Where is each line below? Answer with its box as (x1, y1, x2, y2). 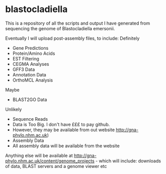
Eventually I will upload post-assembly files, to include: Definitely (5, 35, 140, 41)
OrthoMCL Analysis (12, 77, 53, 83)
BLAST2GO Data (12, 97, 47, 103)
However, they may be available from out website (12, 127, 115, 133)
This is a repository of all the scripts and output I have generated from (5, 20, 150, 26)
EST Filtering (12, 55, 39, 61)
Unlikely (5, 106, 22, 112)
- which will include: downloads (95, 157, 161, 164)
